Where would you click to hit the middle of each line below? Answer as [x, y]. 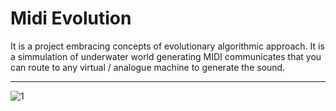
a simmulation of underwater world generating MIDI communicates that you [166, 56]
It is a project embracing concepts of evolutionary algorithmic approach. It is [167, 46]
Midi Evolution [71, 18]
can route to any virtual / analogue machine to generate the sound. [148, 67]
